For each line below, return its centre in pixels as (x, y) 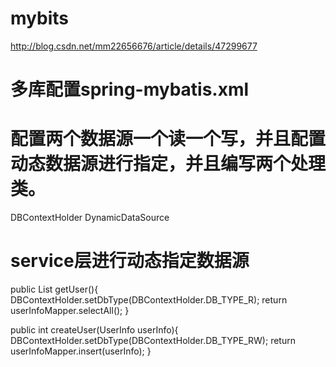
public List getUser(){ (54, 289)
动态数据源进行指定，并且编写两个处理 (168, 164)
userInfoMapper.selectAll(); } (70, 310)
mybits (39, 18)
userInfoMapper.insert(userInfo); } (81, 351)
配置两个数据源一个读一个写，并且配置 (168, 139)
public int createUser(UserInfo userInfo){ (94, 330)
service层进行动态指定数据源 (130, 261)
